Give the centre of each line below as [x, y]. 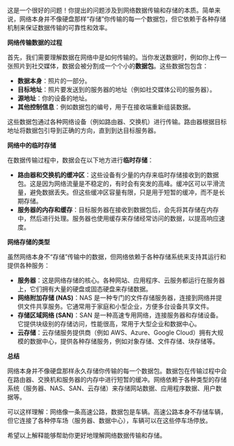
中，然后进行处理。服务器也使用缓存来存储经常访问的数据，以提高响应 [118, 218]
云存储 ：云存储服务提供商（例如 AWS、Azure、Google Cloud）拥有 [114, 332]
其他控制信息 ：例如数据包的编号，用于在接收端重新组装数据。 [106, 107]
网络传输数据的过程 [35, 43]
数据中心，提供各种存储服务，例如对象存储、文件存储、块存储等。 [124, 341]
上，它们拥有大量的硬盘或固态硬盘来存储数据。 [84, 289]
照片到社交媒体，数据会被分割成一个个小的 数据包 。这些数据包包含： [111, 66]
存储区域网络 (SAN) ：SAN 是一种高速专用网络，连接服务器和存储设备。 [119, 315]
